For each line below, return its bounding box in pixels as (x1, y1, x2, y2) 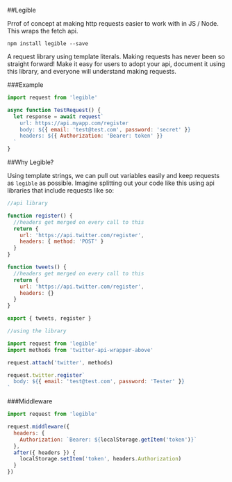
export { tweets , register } (7, 315, 92, 322)
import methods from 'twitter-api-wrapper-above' (7, 346, 154, 353)
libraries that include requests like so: (7, 186, 115, 194)
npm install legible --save (7, 40, 89, 47)
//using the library (7, 328, 67, 335)
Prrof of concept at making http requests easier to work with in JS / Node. (7, 19, 219, 27)
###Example (7, 81, 44, 89)
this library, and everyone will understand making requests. (7, 67, 177, 75)
